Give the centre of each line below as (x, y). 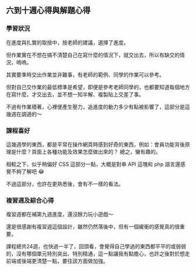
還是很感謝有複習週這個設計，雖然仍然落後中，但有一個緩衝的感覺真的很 (93, 227)
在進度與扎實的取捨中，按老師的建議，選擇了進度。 (67, 42)
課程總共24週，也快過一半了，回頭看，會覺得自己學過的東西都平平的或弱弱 (96, 247)
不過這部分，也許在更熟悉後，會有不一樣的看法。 (65, 184)
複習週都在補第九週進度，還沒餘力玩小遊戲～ (60, 214)
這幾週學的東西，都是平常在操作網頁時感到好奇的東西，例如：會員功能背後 (95, 144)
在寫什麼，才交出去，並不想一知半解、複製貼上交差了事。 (75, 94)
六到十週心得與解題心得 (48, 11)
